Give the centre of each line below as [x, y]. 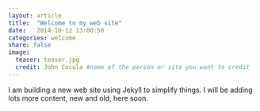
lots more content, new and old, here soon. [78, 98]
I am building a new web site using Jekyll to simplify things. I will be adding [130, 90]
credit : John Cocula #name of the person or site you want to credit [132, 67]
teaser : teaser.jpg [48, 60]
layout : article [35, 15]
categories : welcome [42, 38]
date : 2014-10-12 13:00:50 [56, 30]
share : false [30, 45]
